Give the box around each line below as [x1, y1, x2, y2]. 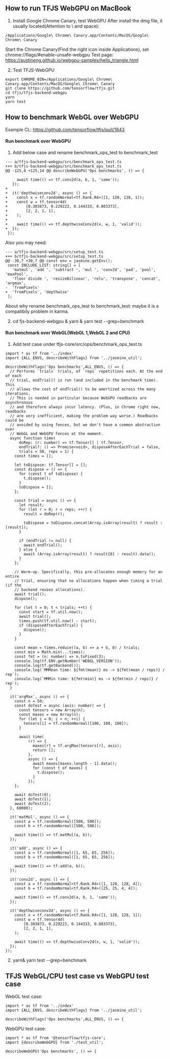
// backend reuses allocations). [14, 587, 86, 592]
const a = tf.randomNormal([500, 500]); [14, 819, 101, 824]
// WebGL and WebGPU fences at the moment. [10, 431, 103, 437]
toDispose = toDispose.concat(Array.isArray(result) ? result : [23, 521, 163, 526]
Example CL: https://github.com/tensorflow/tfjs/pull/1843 [5, 126, 125, 132]
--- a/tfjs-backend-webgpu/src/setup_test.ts [5, 249, 103, 254]
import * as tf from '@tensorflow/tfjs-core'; [5, 1035, 106, 1041]
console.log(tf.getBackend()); [14, 663, 81, 668]
